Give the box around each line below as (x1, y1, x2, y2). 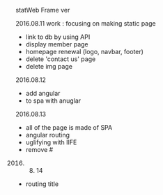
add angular (25, 90, 61, 97)
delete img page (25, 62, 73, 70)
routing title (25, 180, 59, 188)
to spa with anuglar (25, 96, 81, 105)
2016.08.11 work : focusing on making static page (15, 19, 156, 27)
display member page (25, 40, 88, 48)
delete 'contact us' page (25, 55, 96, 63)
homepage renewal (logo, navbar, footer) (25, 48, 144, 56)
